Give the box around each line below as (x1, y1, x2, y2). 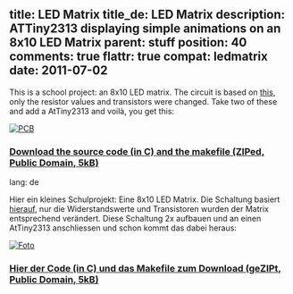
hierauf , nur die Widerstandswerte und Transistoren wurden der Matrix (9, 204, 270, 214)
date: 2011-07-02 (9, 63, 108, 79)
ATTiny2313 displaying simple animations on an (9, 21, 281, 37)
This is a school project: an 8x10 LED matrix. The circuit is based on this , (9, 87, 276, 97)
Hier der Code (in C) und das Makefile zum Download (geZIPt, (9, 263, 281, 275)
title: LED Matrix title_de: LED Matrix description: (9, 7, 286, 22)
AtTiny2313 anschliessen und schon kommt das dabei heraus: (9, 223, 237, 233)
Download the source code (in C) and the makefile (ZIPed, (9, 145, 265, 157)
